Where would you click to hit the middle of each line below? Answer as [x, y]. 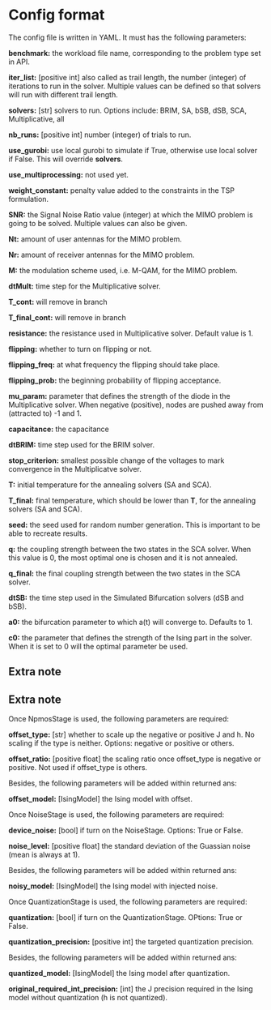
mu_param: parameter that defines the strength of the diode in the [119, 396]
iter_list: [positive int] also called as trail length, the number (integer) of [127, 77]
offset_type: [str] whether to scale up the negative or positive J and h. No [131, 734]
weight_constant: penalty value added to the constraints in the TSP [122, 190]
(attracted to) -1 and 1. [45, 413]
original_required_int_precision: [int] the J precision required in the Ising [131, 989]
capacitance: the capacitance [59, 429]
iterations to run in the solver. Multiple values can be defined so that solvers [135, 86]
